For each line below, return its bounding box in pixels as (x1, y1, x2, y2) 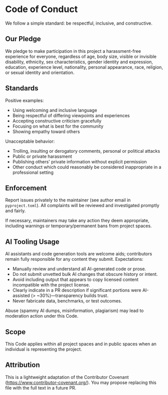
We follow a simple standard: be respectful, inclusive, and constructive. (5, 20, 153, 26)
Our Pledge (5, 35, 41, 43)
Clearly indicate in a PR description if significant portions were (12, 287, 141, 293)
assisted (12, 292, 30, 299)
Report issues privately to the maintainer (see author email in (5, 197, 131, 203)
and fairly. (5, 208, 26, 214)
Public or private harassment (12, 153, 72, 159)
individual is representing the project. (5, 346, 82, 352)
